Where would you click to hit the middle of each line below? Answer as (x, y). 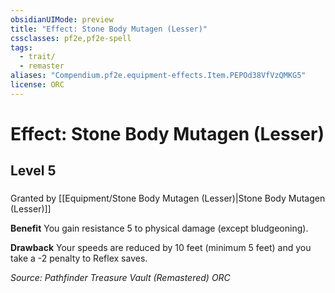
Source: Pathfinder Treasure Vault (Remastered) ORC (120, 278)
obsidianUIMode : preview (62, 19)
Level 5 (33, 171)
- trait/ (37, 57)
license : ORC (37, 85)
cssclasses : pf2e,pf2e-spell (71, 38)
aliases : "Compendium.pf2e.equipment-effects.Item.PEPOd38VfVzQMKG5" (158, 76)
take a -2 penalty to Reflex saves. (79, 258)
